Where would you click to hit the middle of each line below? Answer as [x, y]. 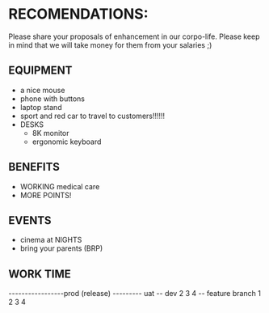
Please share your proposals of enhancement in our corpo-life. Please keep [134, 36]
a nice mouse [42, 90]
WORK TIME [40, 274]
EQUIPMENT [40, 71]
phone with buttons [52, 99]
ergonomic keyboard [67, 142]
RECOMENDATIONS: [78, 14]
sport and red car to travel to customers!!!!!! [92, 116]
